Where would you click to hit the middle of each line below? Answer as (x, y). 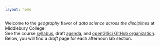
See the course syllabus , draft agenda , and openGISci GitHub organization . (80, 33)
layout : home (18, 9)
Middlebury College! (26, 28)
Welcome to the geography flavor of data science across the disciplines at (80, 23)
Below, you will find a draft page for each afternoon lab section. (69, 38)
